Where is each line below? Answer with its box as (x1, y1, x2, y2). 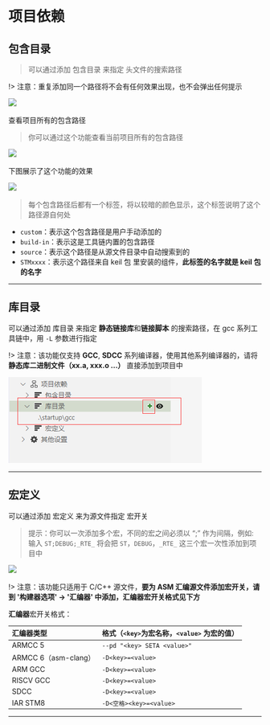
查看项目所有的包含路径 (8, 116, 86, 125)
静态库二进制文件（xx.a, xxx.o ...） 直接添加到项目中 (8, 360, 183, 370)
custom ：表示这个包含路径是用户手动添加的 (19, 227, 162, 236)
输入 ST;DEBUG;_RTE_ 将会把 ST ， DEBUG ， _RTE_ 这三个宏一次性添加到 (27, 538, 250, 547)
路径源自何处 (27, 210, 71, 219)
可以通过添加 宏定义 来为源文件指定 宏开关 (8, 511, 149, 521)
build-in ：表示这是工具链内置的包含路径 (19, 237, 155, 246)
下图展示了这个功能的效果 (8, 166, 93, 175)
